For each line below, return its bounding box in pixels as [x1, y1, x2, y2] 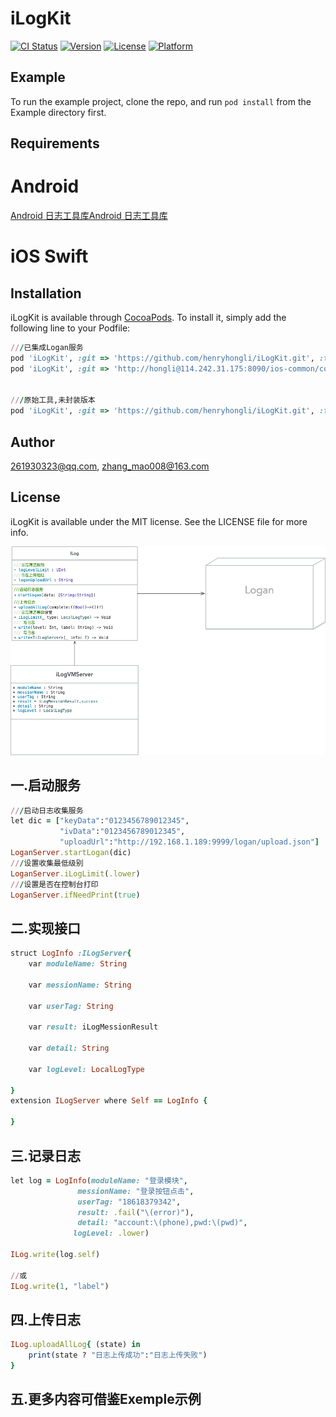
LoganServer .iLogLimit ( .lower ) [10, 868, 141, 879]
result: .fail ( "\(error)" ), [77, 1207, 195, 1217]
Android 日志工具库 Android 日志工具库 [10, 210, 168, 222]
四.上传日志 [10, 1311, 82, 1328]
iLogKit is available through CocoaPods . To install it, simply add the [10, 312, 287, 324]
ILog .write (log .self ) [10, 1250, 101, 1260]
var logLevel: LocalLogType [28, 1064, 145, 1074]
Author [10, 433, 55, 451]
